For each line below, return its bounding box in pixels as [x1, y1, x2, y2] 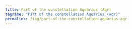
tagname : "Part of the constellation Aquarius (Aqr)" [5, 12, 121, 17]
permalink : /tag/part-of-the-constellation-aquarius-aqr [5, 16, 127, 21]
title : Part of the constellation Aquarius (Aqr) [5, 7, 112, 12]
